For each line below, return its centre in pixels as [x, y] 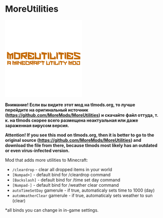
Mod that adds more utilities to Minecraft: [47, 160]
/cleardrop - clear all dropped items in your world [62, 169]
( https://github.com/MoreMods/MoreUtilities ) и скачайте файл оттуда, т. [82, 115]
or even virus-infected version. [37, 151]
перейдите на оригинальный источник [47, 110]
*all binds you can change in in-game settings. [52, 210]
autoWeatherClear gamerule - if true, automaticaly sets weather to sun [82, 195]
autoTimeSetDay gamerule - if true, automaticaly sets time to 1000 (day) [83, 190]
